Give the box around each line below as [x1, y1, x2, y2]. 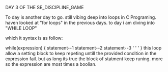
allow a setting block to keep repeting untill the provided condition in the [5, 51, 157, 56]
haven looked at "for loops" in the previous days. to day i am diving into [5, 20, 155, 26]
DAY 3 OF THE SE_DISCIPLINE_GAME [5, 5, 84, 10]
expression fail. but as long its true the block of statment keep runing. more [5, 56, 163, 62]
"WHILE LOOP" [5, 25, 37, 31]
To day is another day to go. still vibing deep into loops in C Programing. [5, 14, 156, 20]
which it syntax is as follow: [5, 35, 63, 41]
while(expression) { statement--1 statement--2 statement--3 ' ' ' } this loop [5, 45, 162, 51]
